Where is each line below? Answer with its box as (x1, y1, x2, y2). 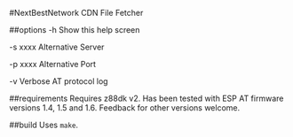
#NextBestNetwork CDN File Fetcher (9, 8, 144, 18)
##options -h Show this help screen (9, 25, 140, 34)
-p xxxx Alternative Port (9, 59, 96, 69)
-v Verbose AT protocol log (9, 76, 108, 87)
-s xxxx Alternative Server (9, 42, 105, 52)
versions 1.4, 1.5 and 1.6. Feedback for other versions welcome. (9, 103, 241, 113)
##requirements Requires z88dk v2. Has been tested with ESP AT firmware (9, 93, 284, 103)
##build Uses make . (9, 119, 78, 130)
